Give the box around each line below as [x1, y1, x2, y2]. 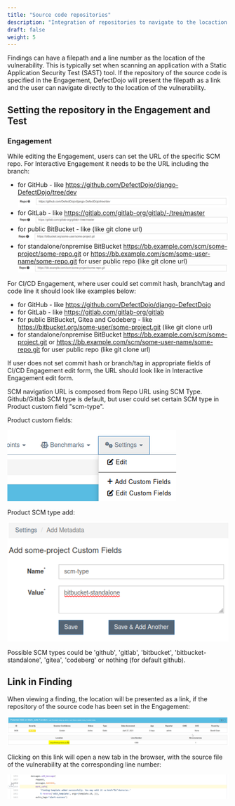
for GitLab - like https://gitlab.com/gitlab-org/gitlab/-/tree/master [17, 209, 206, 217]
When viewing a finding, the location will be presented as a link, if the [7, 694, 208, 703]
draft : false [7, 26, 46, 33]
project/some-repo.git [17, 249, 82, 258]
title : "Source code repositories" [7, 11, 112, 18]
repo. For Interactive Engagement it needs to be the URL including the [7, 159, 209, 168]
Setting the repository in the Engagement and [7, 104, 210, 116]
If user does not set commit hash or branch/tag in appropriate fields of [7, 358, 211, 367]
